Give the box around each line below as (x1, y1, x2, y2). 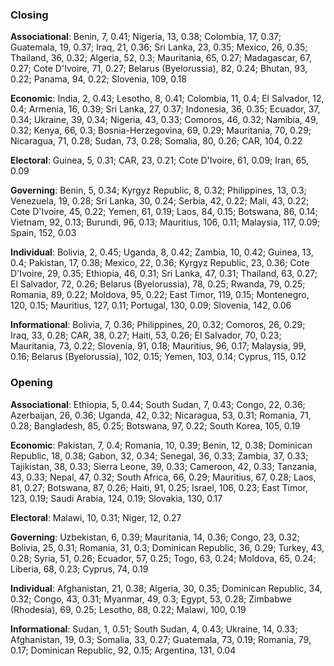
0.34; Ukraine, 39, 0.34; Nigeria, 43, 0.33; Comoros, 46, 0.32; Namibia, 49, (10, 114, 319, 126)
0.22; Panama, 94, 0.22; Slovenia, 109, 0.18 (10, 73, 187, 85)
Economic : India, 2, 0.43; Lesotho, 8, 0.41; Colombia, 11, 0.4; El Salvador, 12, (10, 93, 325, 105)
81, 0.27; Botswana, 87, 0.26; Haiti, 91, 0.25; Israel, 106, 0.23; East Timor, (10, 481, 309, 493)
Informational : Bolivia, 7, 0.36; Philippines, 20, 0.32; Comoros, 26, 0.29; (10, 319, 306, 331)
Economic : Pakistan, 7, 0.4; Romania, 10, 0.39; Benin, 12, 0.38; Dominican (10, 439, 313, 451)
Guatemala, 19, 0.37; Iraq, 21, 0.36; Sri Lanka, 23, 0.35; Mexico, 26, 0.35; (10, 41, 308, 53)
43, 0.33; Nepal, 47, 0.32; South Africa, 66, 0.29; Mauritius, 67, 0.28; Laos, (10, 471, 317, 483)
